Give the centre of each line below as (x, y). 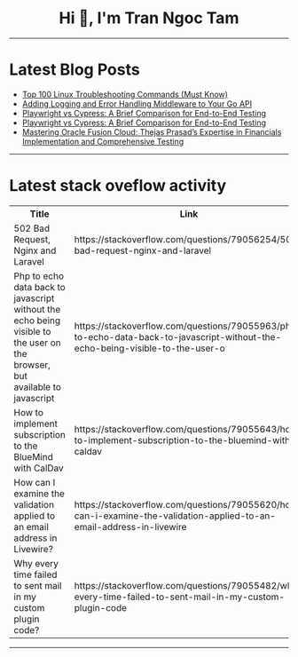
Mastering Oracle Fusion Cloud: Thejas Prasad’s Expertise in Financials (152, 131)
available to (38, 387)
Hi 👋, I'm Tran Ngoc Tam (149, 18)
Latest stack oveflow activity (118, 186)
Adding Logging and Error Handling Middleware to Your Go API (137, 103)
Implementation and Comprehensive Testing (103, 141)
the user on (37, 343)
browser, (32, 365)
